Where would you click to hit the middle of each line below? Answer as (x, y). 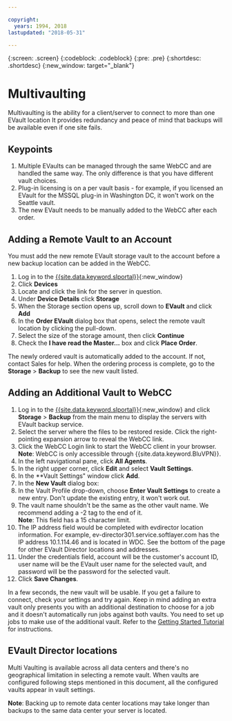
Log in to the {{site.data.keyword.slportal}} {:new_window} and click (114, 409)
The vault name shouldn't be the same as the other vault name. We (113, 505)
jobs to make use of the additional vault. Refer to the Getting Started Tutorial (116, 621)
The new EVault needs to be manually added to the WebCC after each (117, 210)
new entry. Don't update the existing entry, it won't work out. (104, 498)
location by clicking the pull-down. (67, 328)
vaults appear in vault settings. (51, 689)
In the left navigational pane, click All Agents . (83, 461)
